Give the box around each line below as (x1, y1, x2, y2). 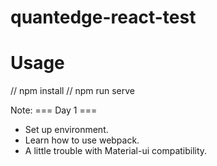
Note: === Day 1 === (10, 104, 98, 116)
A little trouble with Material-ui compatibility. (24, 145, 208, 157)
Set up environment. (24, 124, 109, 136)
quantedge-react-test (10, 6, 197, 29)
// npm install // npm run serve (10, 85, 135, 97)
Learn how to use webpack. (24, 134, 140, 146)
